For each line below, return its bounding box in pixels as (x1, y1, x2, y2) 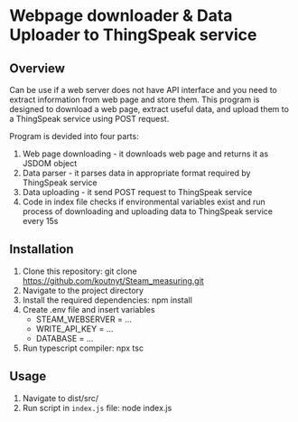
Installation (9, 241, 74, 258)
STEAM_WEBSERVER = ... (35, 314, 133, 324)
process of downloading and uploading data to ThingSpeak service (22, 206, 274, 217)
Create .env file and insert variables (22, 304, 155, 314)
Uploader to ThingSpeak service (9, 24, 257, 45)
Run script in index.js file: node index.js (22, 402, 172, 413)
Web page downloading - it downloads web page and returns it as (22, 148, 269, 159)
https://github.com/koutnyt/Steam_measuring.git (22, 275, 205, 286)
